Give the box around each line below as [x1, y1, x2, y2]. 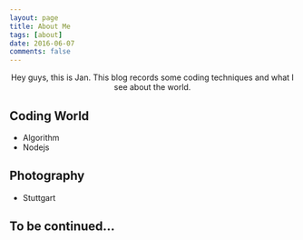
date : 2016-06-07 [9, 38, 75, 48]
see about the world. [113, 82, 191, 93]
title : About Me [9, 22, 71, 31]
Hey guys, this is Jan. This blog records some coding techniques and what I [10, 72, 295, 83]
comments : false [9, 47, 71, 56]
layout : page [9, 13, 59, 23]
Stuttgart [22, 192, 56, 203]
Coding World [9, 108, 90, 124]
